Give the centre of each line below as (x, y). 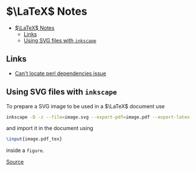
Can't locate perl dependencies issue (60, 73)
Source (15, 162)
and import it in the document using (50, 128)
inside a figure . (25, 150)
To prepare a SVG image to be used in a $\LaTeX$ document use (86, 106)
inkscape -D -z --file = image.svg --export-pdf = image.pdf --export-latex (98, 117)
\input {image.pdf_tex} (34, 139)
